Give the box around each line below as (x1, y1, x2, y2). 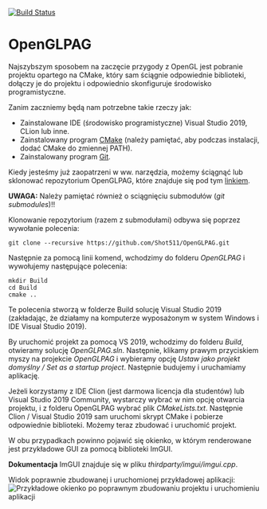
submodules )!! (8, 199, 56, 209)
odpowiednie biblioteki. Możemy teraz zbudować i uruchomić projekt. (8, 420, 238, 429)
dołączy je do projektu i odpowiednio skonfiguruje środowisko (8, 78, 213, 88)
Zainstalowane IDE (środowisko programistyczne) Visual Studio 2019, (19, 118, 248, 127)
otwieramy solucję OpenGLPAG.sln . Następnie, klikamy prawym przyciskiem (8, 345, 259, 354)
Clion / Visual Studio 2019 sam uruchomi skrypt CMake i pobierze (8, 411, 223, 421)
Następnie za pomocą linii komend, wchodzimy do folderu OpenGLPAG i (8, 253, 245, 262)
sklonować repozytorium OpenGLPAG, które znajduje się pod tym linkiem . (8, 175, 251, 185)
